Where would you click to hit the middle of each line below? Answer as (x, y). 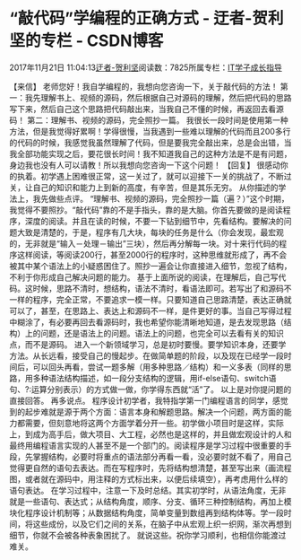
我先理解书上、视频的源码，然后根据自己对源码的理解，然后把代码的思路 (158, 97)
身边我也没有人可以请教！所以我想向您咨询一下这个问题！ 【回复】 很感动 (145, 165)
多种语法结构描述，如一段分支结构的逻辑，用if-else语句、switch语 (155, 378)
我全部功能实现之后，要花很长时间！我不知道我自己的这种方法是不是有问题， (150, 153)
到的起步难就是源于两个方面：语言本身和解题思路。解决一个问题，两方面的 (146, 411)
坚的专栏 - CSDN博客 (86, 41)
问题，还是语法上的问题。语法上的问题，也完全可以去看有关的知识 (162, 333)
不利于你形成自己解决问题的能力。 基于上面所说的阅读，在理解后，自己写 (144, 277)
